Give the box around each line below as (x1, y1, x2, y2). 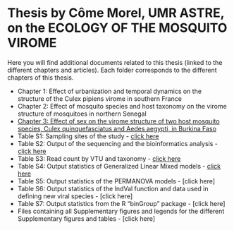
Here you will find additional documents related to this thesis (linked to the (7, 58, 223, 66)
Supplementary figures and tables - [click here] (17, 214, 156, 223)
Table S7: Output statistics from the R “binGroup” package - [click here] (17, 199, 226, 207)
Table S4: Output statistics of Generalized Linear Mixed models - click (17, 162, 221, 170)
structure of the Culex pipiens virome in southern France (17, 94, 182, 103)
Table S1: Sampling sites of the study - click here (17, 132, 159, 140)
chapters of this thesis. (7, 73, 74, 82)
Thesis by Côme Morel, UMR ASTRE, (7, 5, 224, 21)
